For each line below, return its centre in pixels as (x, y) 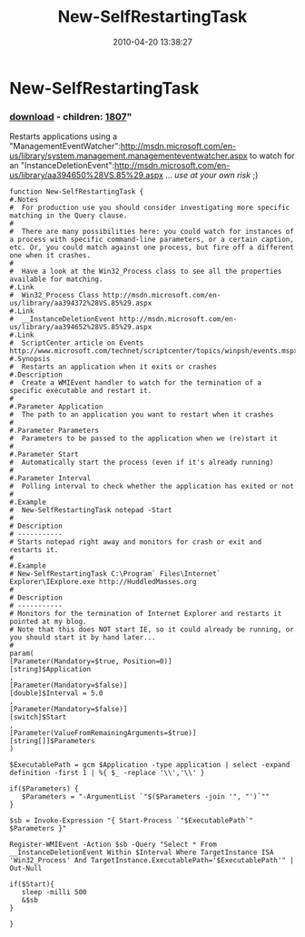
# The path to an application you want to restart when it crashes (142, 415)
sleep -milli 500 (54, 892)
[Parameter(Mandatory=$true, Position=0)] (91, 661)
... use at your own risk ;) (212, 176)
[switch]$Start (38, 717)
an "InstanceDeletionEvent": (62, 166)
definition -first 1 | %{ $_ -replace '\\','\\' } (107, 773)
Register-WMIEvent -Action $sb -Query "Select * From (113, 845)
